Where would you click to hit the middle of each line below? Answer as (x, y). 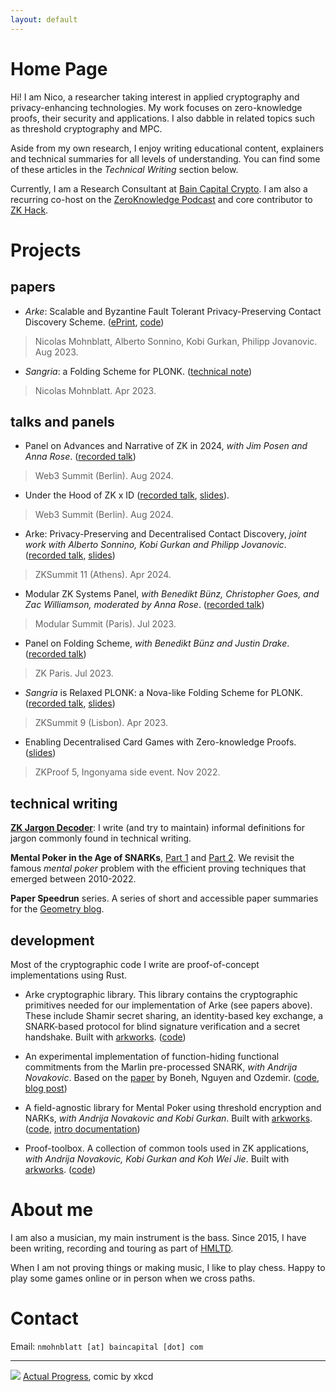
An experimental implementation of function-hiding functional (152, 1056)
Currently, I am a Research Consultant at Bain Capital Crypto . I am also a (159, 188)
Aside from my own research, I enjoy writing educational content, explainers (167, 148)
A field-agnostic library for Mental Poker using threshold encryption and (173, 1107)
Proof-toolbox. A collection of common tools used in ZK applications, (167, 1148)
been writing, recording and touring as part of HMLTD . (122, 1248)
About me (52, 1210)
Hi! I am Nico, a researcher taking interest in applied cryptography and (155, 97)
